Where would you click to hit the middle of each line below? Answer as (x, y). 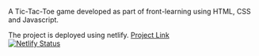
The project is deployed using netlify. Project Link (89, 35)
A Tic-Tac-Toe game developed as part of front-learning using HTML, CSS (129, 11)
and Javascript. (34, 20)
